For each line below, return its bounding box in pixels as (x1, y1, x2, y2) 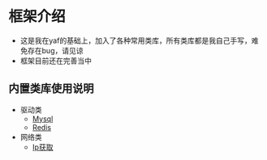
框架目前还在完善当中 (19, 56, 92, 65)
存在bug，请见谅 (27, 45, 84, 55)
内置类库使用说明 (8, 82, 94, 95)
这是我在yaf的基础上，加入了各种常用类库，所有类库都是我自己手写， (19, 36, 252, 45)
